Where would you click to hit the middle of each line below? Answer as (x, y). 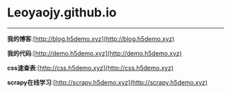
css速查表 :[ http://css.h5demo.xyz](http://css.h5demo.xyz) (90, 68)
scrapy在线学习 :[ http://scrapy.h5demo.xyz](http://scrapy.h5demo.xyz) (108, 82)
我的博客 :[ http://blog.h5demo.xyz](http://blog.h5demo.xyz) (91, 38)
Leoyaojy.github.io (62, 13)
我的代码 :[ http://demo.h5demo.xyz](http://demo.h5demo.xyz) (95, 53)
